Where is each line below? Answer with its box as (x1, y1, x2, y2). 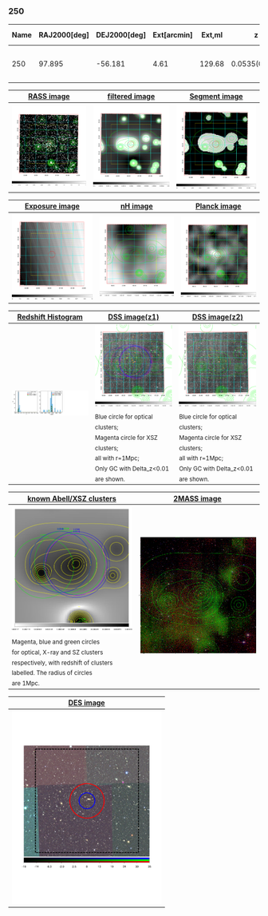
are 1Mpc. (11, 680, 40, 688)
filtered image (107, 92, 156, 101)
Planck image (195, 201, 242, 211)
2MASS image (173, 494, 222, 503)
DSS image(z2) (191, 312, 243, 322)
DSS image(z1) (108, 312, 160, 322)
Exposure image (24, 201, 80, 211)
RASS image (27, 92, 70, 101)
